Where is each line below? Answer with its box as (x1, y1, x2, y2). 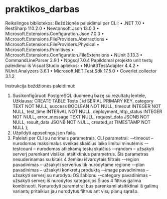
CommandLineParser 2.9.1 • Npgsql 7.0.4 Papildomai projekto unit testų (5, 57, 153, 63)
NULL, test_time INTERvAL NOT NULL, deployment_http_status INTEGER (12, 108, 162, 114)
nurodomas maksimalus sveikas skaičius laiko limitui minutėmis (12, 140, 143, 146)
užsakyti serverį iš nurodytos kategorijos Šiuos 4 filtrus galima (12, 177, 141, 183)
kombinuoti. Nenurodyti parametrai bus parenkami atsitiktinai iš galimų (12, 182, 158, 188)
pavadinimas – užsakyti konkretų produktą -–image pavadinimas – (12, 166, 149, 173)
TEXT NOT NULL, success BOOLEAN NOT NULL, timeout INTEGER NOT (12, 103, 161, 109)
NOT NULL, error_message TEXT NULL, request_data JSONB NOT (12, 113, 150, 119)
